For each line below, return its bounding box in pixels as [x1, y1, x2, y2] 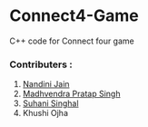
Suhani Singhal [22, 98, 79, 109]
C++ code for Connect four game [9, 35, 134, 46]
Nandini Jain [22, 79, 70, 90]
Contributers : [9, 58, 73, 71]
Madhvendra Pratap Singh [22, 88, 121, 100]
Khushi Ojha [22, 108, 68, 119]
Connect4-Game [9, 5, 139, 26]
